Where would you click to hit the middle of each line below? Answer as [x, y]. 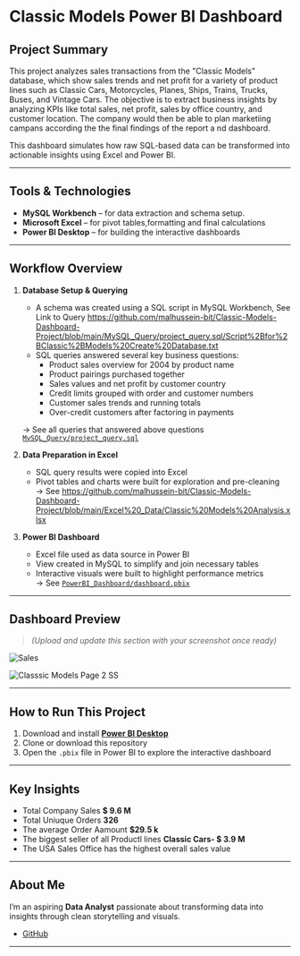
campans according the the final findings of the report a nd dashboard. [140, 128]
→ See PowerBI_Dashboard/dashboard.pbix [112, 583]
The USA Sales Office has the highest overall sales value [126, 849]
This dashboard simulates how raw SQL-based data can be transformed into [150, 145]
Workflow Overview [66, 269]
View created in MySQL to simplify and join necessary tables [147, 563]
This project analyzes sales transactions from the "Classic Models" [133, 71]
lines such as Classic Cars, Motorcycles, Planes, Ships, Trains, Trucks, [138, 90]
